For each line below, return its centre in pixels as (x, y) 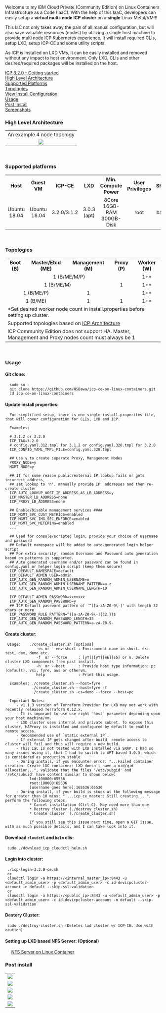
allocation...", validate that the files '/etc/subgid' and (68, 770)
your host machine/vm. (28, 718)
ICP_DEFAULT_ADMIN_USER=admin (41, 575)
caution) (14, 930)
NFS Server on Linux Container (43, 952)
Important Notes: (27, 701)
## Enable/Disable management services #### (56, 510)
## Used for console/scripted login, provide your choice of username (84, 536)
